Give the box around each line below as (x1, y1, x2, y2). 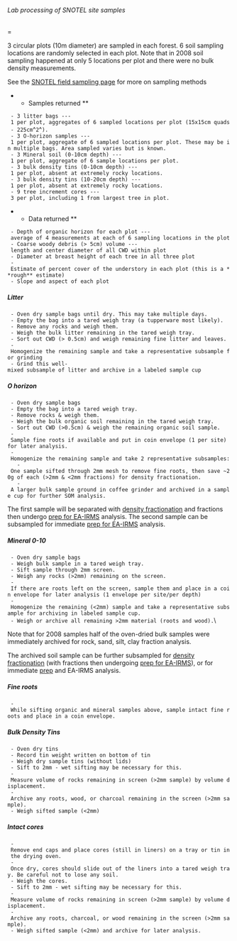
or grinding (7, 355, 43, 362)
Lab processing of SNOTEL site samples (7, 6, 126, 14)
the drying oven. (10, 853, 62, 860)
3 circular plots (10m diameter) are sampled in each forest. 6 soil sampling (7, 41, 224, 50)
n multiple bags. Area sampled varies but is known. (7, 145, 167, 152)
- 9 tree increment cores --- (10, 189, 100, 196)
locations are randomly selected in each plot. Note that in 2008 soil (7, 49, 204, 57)
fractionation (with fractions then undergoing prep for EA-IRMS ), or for (7, 659, 214, 667)
